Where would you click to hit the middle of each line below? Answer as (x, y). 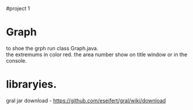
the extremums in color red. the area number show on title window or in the (97, 54)
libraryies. (32, 85)
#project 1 (18, 8)
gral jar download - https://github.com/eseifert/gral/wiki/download (86, 100)
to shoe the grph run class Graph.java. (52, 48)
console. (17, 60)
